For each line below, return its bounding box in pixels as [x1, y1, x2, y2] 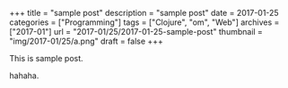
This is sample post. [9, 53, 83, 63]
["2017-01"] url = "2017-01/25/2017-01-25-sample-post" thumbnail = [9, 27, 263, 36]
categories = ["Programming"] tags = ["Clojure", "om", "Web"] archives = [9, 17, 280, 28]
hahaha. [9, 70, 39, 81]
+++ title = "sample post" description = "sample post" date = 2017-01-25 [9, 8, 280, 18]
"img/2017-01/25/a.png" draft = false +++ [9, 36, 164, 46]
